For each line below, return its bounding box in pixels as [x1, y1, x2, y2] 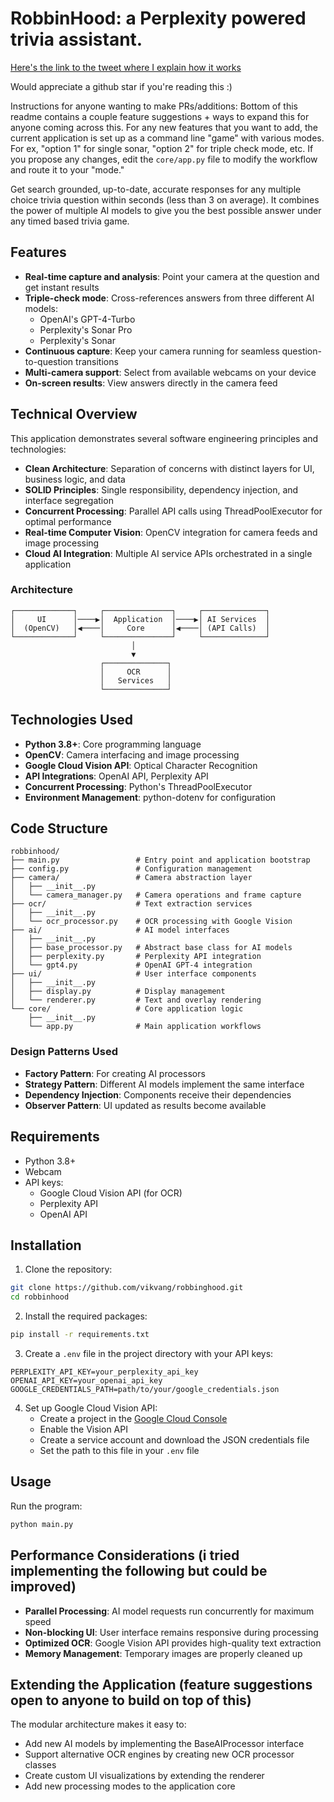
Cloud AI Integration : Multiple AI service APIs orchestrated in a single [24, 547, 313, 559]
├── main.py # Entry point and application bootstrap [10, 855, 311, 866]
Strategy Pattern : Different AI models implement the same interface [24, 1078, 305, 1090]
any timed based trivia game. [10, 215, 130, 227]
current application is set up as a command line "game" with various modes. [10, 132, 325, 144]
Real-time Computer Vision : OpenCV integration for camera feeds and [24, 526, 318, 538]
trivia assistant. [10, 28, 143, 51]
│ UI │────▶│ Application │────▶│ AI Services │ [10, 614, 271, 624]
